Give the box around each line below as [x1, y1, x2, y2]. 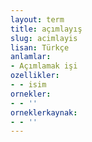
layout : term [10, 14, 65, 25]
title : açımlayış [10, 24, 83, 34]
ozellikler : [10, 71, 60, 81]
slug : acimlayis [10, 33, 78, 43]
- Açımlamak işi [10, 61, 78, 71]
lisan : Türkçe [10, 42, 70, 53]
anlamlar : [10, 52, 52, 62]
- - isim [10, 80, 47, 90]
